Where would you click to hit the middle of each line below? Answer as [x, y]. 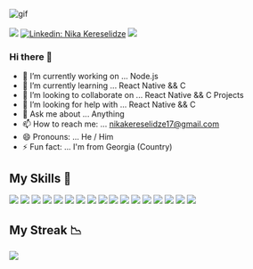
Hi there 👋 [31, 56]
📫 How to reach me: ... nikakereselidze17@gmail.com [121, 124]
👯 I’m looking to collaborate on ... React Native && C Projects [133, 95]
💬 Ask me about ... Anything [73, 114]
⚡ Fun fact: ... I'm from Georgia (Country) [97, 147]
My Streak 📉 [46, 230]
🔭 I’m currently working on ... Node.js [90, 77]
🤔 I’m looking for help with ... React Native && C [109, 105]
